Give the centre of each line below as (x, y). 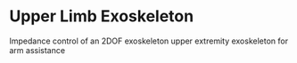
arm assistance (37, 50)
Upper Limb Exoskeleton (102, 16)
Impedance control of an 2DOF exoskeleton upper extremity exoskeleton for (148, 41)
